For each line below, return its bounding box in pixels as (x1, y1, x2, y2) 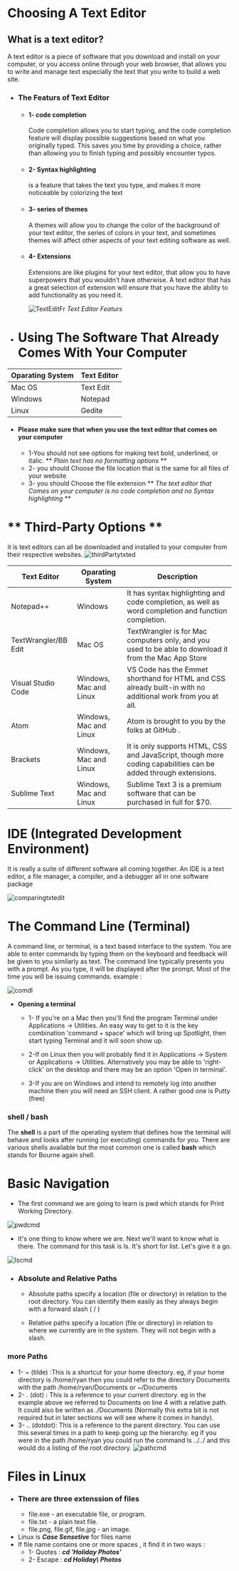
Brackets (11, 754, 41, 764)
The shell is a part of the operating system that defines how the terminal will (7, 1127, 231, 1137)
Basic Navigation (7, 1176, 110, 1192)
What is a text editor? (7, 33, 105, 46)
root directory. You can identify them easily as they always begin (28, 1298, 218, 1306)
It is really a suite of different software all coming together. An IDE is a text (7, 864, 224, 873)
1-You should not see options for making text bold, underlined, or (28, 449, 218, 457)
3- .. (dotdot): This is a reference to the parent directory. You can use (17, 1421, 221, 1429)
